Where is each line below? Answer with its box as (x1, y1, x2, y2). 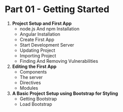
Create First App (19, 36, 54, 43)
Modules (19, 85, 39, 91)
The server (19, 74, 43, 80)
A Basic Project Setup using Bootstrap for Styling (12, 90, 118, 96)
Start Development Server (19, 42, 75, 48)
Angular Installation (19, 31, 60, 37)
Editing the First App (12, 63, 57, 69)
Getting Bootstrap (19, 95, 57, 102)
